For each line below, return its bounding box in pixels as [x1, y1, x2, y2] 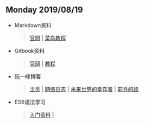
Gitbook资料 [14, 47, 45, 54]
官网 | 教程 [29, 60, 56, 67]
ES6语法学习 [14, 98, 46, 105]
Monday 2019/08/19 [5, 5, 84, 15]
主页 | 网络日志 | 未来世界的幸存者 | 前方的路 [29, 85, 139, 93]
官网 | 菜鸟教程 [29, 34, 67, 42]
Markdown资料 [14, 21, 52, 29]
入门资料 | [29, 111, 55, 118]
